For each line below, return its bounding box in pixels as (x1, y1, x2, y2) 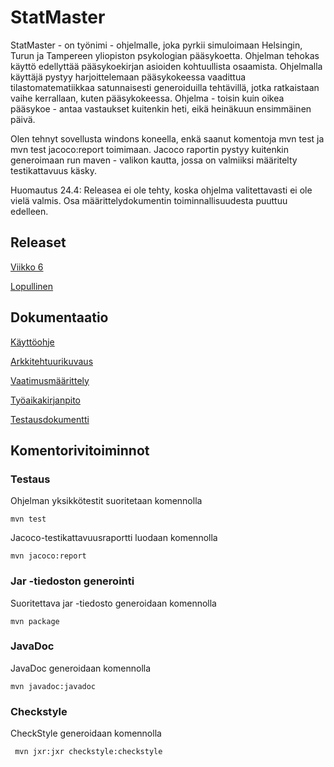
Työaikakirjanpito (10, 394, 81, 406)
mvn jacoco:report (10, 551, 87, 561)
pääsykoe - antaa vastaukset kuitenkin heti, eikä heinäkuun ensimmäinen (10, 102, 312, 115)
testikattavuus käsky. (10, 164, 98, 176)
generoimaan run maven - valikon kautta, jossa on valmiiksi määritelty (10, 154, 298, 166)
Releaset (10, 234, 67, 251)
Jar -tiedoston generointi (10, 574, 135, 588)
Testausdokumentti (10, 413, 90, 425)
